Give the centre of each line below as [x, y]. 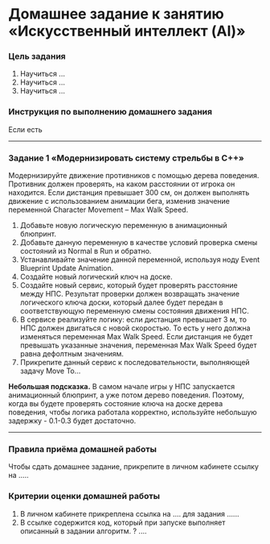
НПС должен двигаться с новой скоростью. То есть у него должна [135, 328]
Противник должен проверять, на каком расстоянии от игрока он [122, 184]
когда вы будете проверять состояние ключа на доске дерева [116, 404]
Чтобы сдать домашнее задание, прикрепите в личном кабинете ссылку [134, 467]
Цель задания [37, 56]
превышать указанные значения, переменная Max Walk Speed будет [138, 345]
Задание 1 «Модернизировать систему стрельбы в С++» [127, 158]
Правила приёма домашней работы [82, 449]
